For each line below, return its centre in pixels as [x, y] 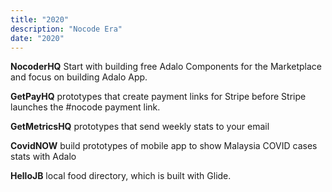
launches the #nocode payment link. [85, 107]
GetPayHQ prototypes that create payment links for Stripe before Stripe [158, 97]
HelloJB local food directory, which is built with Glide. [121, 176]
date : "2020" [37, 38]
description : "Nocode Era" [66, 29]
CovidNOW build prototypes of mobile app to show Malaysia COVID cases [164, 146]
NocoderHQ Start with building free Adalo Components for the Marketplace [166, 67]
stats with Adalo [43, 157]
